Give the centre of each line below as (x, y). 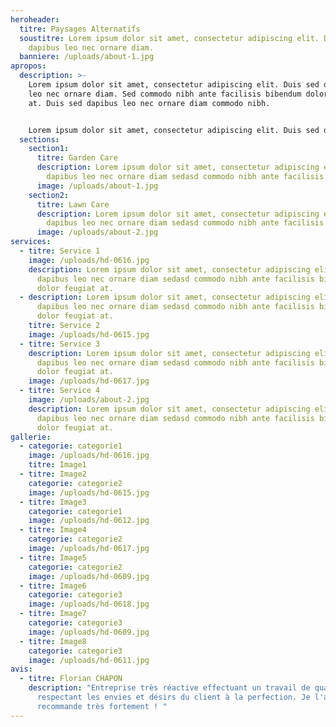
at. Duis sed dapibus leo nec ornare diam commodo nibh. (149, 103)
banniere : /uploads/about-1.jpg (87, 57)
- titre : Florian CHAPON (71, 679)
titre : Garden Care (77, 158)
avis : (21, 669)
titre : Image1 (57, 465)
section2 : (49, 195)
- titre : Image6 (53, 586)
